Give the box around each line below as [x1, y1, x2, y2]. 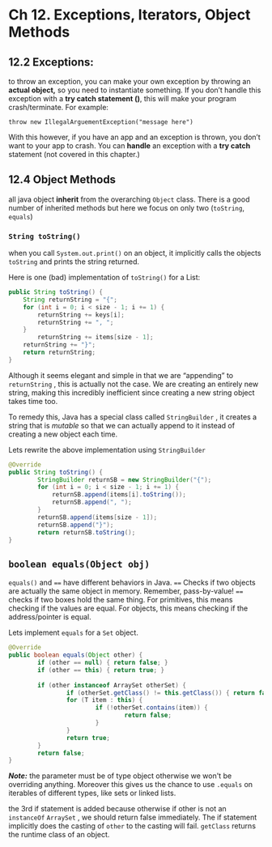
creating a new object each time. [8, 429, 118, 439]
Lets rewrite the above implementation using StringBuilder [8, 445, 206, 454]
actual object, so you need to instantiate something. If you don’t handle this [8, 85, 261, 95]
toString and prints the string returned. [8, 257, 140, 266]
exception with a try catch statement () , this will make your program [8, 94, 236, 103]
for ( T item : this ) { [66, 696, 143, 704]
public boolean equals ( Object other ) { [8, 651, 143, 659]
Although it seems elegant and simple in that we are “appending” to [8, 370, 234, 380]
